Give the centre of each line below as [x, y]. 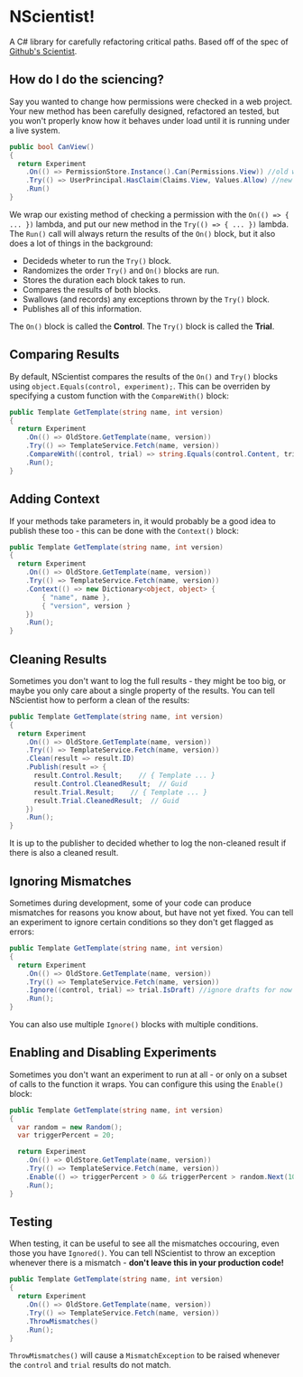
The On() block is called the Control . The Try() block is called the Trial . [142, 326]
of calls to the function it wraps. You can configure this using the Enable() [147, 1084]
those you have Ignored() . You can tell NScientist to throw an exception [142, 1253]
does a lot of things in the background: [81, 243]
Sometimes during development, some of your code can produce [131, 903]
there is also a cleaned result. [64, 853]
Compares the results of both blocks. [91, 289]
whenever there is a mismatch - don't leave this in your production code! [147, 1263]
